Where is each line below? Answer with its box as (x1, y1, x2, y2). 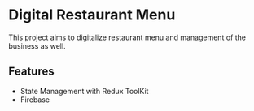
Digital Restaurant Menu (8, 6, 176, 24)
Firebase (20, 95, 50, 105)
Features (8, 65, 55, 79)
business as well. (8, 41, 67, 50)
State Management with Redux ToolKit (20, 86, 149, 96)
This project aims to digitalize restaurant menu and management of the (8, 32, 247, 42)
